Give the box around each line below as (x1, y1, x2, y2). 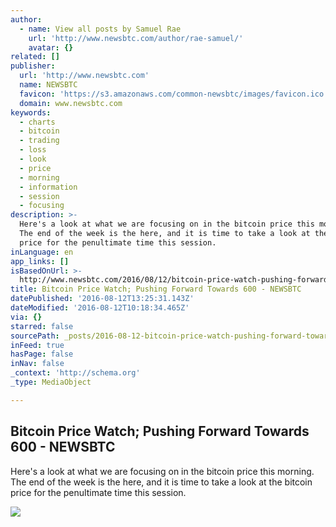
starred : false (10, 321, 74, 331)
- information (19, 182, 78, 192)
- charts (19, 117, 56, 127)
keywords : (10, 107, 52, 118)
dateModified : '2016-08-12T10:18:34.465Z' (10, 303, 190, 313)
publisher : (10, 61, 56, 71)
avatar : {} (28, 42, 74, 53)
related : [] (10, 52, 60, 62)
